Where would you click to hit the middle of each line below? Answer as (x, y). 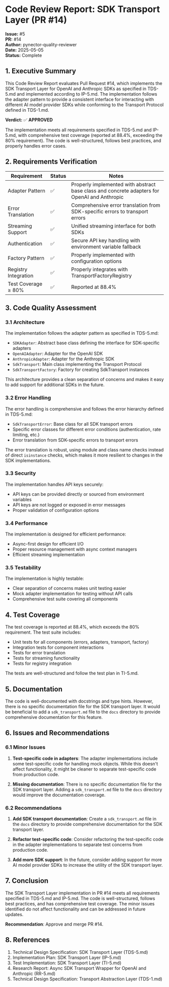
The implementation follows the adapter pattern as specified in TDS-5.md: (82, 333)
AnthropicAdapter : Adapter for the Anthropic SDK (63, 359)
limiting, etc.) (26, 434)
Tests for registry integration (42, 663)
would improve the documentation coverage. (59, 795)
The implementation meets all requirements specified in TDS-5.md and (78, 130)
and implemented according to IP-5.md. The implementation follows (87, 94)
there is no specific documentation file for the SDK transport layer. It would (83, 707)
